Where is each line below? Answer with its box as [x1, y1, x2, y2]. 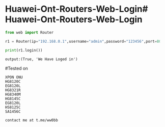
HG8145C [5, 96, 21, 101]
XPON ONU [5, 75, 23, 79]
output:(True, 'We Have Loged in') [5, 56, 78, 62]
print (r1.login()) [5, 48, 43, 52]
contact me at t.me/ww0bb [5, 118, 58, 123]
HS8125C [5, 104, 21, 110]
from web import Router [5, 30, 54, 35]
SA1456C [5, 109, 21, 114]
